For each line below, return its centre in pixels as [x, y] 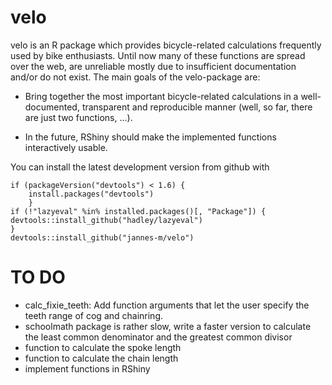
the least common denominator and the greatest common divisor [158, 337]
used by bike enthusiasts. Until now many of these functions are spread [158, 55]
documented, [52, 107]
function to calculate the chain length [101, 358]
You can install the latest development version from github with [140, 167]
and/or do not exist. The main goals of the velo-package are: [135, 77]
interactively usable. [66, 147]
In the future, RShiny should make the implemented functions [150, 137]
